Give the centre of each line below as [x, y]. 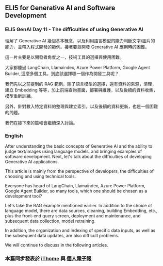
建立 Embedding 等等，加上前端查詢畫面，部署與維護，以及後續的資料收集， [81, 90]
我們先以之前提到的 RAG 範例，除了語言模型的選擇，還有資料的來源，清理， [81, 84]
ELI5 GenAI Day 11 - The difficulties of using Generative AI [74, 30]
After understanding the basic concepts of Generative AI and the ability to [79, 146]
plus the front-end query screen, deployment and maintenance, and [73, 215]
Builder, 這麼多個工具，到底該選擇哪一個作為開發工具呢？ [62, 73]
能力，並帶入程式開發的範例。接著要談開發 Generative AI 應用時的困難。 [77, 47]
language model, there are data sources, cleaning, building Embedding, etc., [81, 211]
